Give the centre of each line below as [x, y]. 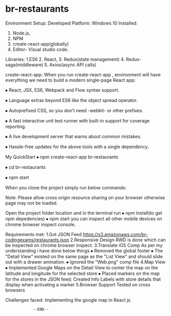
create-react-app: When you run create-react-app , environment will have [83, 74]
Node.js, [21, 33]
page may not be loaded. [31, 203]
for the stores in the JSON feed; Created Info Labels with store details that [83, 279]
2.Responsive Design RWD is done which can [118, 240]
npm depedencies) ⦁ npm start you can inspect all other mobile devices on [84, 219]
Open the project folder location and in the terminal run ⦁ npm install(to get [84, 213]
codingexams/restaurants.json [37, 240]
